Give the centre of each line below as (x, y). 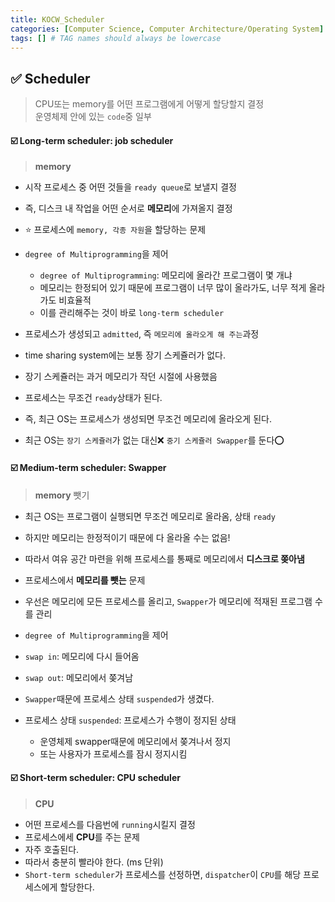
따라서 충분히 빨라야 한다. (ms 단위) (94, 862)
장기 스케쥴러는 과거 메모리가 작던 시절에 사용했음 (121, 377)
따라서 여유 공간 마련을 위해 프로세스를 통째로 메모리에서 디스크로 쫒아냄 (164, 558)
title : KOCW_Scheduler (57, 19)
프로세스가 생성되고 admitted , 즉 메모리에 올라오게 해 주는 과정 (142, 334)
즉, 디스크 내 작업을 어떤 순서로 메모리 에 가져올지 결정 (128, 208)
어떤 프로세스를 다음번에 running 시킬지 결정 (110, 824)
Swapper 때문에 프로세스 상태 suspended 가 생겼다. (119, 698)
